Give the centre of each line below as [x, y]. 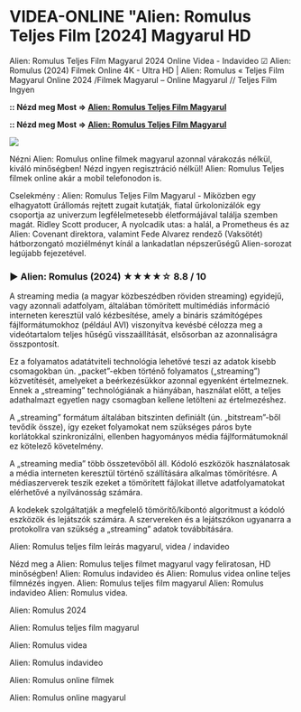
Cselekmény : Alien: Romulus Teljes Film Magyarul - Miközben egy [133, 195]
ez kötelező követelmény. [56, 446]
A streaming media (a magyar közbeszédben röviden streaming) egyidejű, [147, 296]
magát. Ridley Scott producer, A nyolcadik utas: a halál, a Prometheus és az [150, 224]
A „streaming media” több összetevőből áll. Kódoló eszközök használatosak [150, 464]
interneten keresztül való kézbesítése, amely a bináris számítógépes [136, 315]
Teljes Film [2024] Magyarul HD [130, 36]
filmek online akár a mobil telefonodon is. [86, 178]
